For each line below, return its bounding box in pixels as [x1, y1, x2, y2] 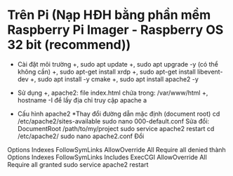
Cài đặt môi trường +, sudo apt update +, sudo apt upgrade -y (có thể [17, 60, 219, 68]
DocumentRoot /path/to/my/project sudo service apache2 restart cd [17, 124, 215, 133]
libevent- [197, 67, 223, 76]
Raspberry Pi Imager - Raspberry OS [7, 22, 224, 38]
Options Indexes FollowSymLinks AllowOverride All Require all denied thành [7, 145, 226, 154]
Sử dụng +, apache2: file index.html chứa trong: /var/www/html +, [17, 88, 208, 97]
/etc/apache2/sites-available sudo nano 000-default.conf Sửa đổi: [17, 116, 210, 126]
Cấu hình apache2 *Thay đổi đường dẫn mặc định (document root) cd [17, 109, 220, 118]
